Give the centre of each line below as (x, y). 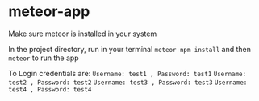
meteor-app (49, 12)
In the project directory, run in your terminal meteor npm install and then (130, 49)
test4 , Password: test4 (50, 89)
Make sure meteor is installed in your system (83, 34)
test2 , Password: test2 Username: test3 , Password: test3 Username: (128, 83)
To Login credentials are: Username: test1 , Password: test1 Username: (127, 73)
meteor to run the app (44, 58)
